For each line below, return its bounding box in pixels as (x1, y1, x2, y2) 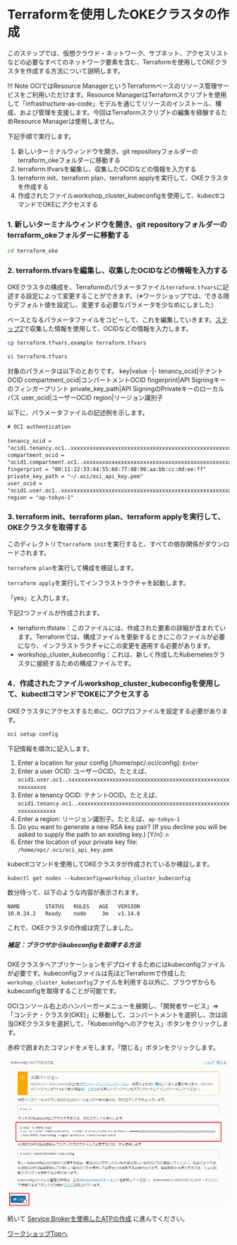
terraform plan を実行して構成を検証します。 (7, 564, 138, 572)
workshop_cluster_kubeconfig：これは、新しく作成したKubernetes (17, 650, 213, 659)
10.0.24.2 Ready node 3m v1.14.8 (7, 910, 140, 917)
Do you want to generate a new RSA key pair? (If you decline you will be (17, 822, 227, 831)
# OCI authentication (7, 424, 71, 431)
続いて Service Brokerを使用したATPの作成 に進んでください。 (7, 1215, 189, 1223)
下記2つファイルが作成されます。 (7, 609, 104, 618)
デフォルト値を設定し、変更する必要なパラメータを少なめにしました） (13, 301, 217, 309)
